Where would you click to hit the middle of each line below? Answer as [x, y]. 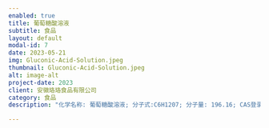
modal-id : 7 [28, 46]
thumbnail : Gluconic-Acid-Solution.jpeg [77, 68]
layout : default [35, 38]
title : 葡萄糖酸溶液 [39, 23]
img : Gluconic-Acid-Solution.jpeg [66, 61]
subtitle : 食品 [32, 30]
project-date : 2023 [41, 82]
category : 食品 [32, 98]
